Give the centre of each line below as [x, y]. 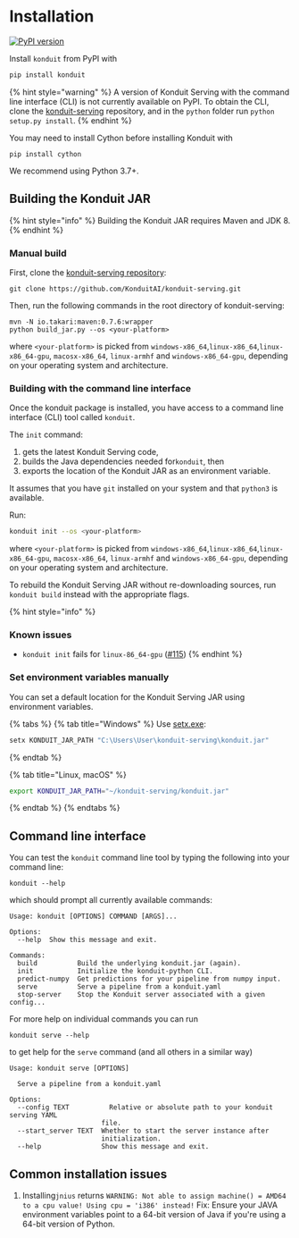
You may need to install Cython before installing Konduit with [121, 138]
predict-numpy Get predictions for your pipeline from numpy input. [149, 979]
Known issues [41, 635]
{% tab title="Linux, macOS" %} [68, 774]
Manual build [38, 253]
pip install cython [46, 154]
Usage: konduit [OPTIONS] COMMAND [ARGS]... [93, 917]
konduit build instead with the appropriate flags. [100, 594]
